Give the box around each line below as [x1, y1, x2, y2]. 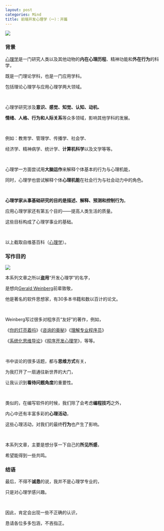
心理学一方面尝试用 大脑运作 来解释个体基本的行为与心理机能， [5, 166, 133, 172]
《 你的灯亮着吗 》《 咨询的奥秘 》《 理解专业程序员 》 [5, 327, 106, 333]
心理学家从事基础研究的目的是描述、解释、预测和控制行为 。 [5, 197, 128, 203]
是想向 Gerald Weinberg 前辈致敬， [5, 285, 75, 291]
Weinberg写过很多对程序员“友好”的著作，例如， [5, 316, 104, 322]
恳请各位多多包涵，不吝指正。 [5, 520, 67, 526]
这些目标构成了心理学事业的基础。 [5, 219, 76, 225]
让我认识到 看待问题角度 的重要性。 [5, 379, 76, 385]
